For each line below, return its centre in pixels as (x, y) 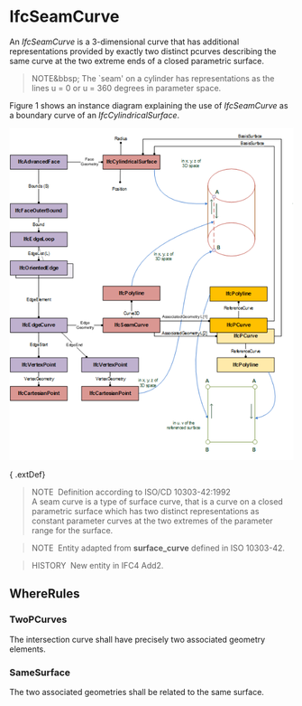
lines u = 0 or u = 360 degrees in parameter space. (126, 88)
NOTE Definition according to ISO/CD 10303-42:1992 (131, 492)
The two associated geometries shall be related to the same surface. (137, 692)
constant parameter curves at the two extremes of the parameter (152, 521)
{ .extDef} (27, 474)
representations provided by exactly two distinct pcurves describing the (143, 51)
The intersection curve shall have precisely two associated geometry (137, 639)
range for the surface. (72, 530)
